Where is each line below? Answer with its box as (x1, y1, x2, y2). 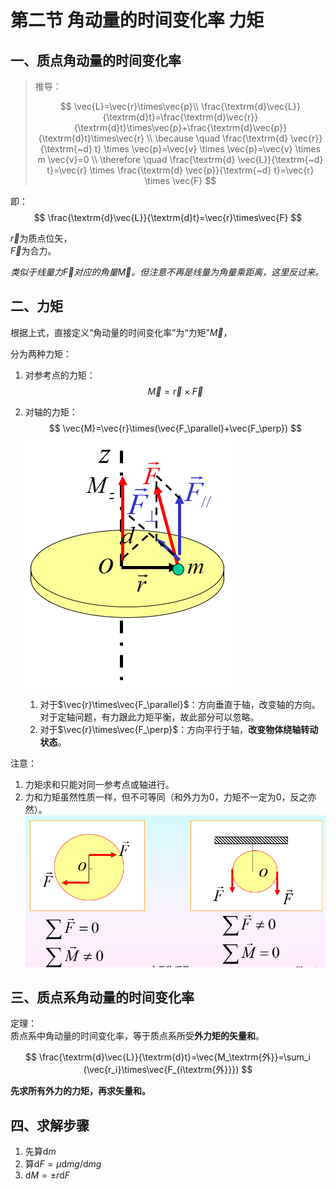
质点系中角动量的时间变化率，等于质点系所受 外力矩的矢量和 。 (10, 1030, 265, 1042)
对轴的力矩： (24, 406, 78, 418)
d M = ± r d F (24, 1169, 71, 1181)
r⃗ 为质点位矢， (10, 232, 73, 244)
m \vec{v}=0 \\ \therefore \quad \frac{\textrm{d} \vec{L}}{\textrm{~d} (37, 154, 324, 165)
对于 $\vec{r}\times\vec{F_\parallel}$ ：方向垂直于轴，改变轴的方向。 (39, 698, 321, 710)
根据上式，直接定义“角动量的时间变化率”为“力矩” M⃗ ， (10, 326, 233, 338)
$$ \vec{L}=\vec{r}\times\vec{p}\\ (59, 101, 200, 112)
